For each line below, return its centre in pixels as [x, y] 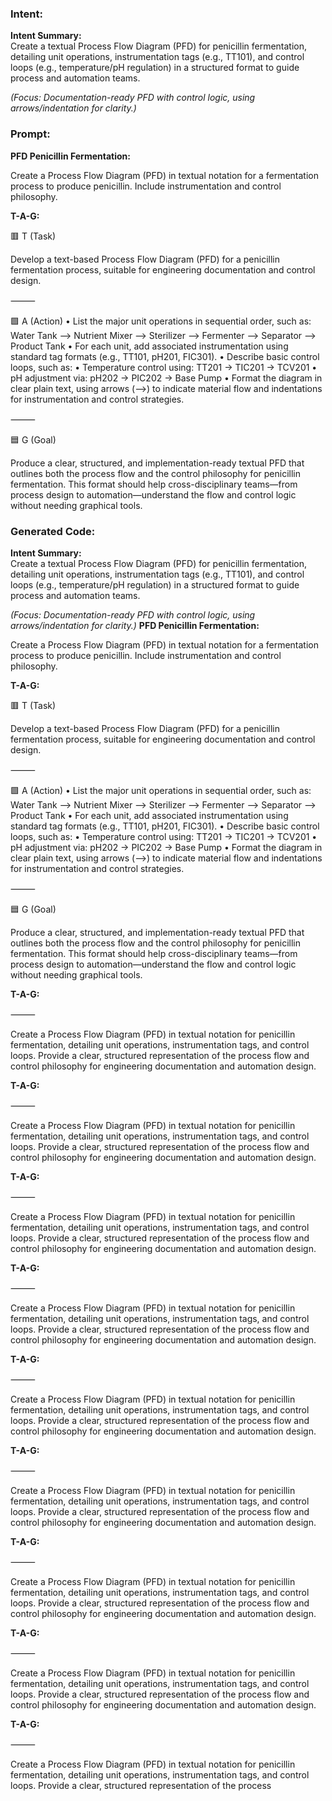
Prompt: [30, 134]
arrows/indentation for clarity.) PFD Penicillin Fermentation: [135, 625]
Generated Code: [53, 531]
